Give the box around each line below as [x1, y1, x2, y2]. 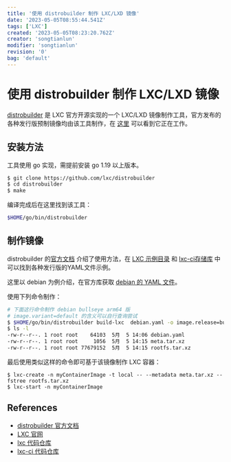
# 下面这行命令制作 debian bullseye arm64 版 [7, 306, 131, 313]
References [7, 402, 58, 414]
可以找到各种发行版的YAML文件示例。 [7, 263, 115, 272]
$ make [7, 187, 26, 195]
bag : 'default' [7, 55, 51, 62]
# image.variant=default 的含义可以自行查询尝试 [7, 312, 137, 320]
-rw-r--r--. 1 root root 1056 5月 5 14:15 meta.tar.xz [7, 338, 185, 345]
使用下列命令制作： [7, 292, 62, 300]
